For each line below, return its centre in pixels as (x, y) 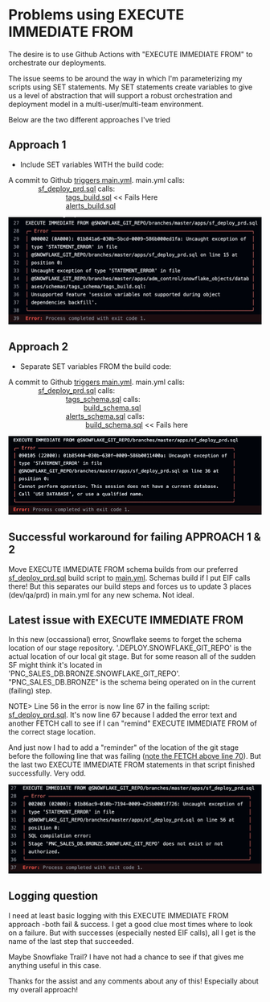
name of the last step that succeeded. (71, 941)
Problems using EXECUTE (96, 15)
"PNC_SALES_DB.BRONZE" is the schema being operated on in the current (132, 682)
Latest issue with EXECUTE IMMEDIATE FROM (126, 620)
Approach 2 (39, 347)
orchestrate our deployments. (57, 63)
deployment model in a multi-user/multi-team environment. (106, 104)
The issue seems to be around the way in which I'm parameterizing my (125, 78)
